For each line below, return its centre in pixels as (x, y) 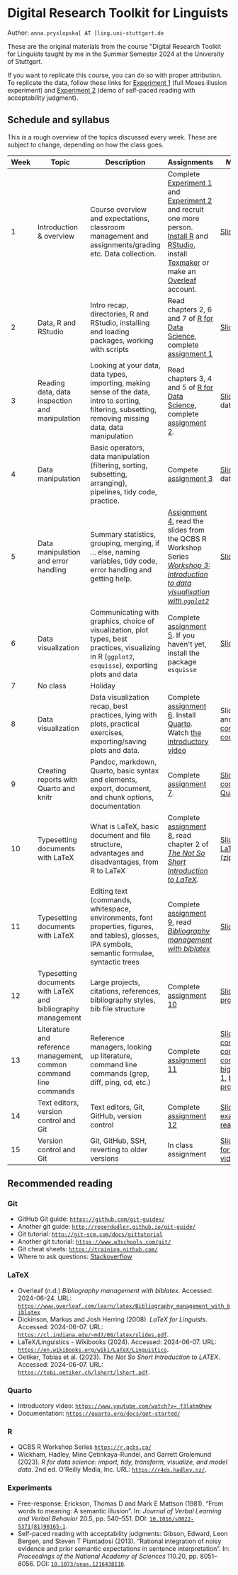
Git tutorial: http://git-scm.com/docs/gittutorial (90, 1234)
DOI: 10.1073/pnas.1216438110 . (81, 1564)
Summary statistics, (123, 534)
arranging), (109, 483)
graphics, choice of (122, 621)
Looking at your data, (125, 365)
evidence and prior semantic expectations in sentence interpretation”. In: (124, 1548)
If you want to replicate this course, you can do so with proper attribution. (115, 75)
